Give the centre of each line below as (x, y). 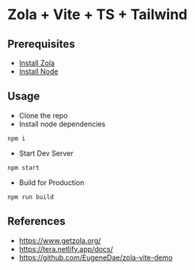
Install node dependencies (62, 124)
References (36, 221)
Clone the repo (43, 115)
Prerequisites (41, 44)
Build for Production (52, 182)
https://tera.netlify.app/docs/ (66, 249)
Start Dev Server (46, 153)
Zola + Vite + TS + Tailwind (97, 15)
